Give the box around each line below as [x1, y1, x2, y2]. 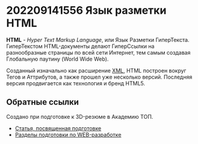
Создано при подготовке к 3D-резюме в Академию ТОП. [6, 113, 153, 120]
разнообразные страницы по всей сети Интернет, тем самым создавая [6, 49, 191, 56]
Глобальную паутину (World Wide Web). [6, 55, 109, 62]
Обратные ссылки [6, 97, 79, 107]
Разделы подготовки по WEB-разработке [14, 131, 122, 138]
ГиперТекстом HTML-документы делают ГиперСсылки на [6, 43, 155, 50]
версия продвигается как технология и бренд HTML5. [6, 79, 146, 87]
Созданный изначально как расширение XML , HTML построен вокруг [6, 67, 187, 74]
